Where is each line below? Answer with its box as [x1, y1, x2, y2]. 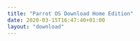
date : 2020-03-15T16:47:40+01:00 [7, 17, 106, 24]
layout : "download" [7, 23, 65, 30]
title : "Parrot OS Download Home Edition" [7, 10, 134, 17]
